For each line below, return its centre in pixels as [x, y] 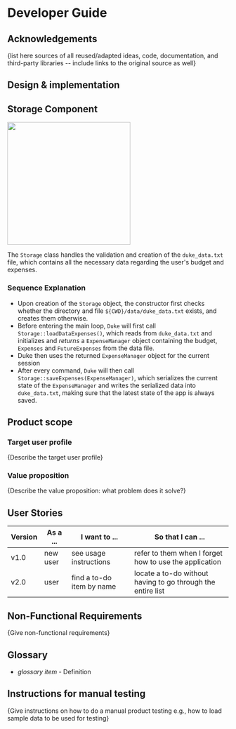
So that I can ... [179, 537]
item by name [94, 587]
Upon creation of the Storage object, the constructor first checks [111, 303]
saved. [27, 400]
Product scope [40, 422]
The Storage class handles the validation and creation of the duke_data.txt [115, 255]
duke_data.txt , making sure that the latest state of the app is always [116, 393]
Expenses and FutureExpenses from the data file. [86, 348]
